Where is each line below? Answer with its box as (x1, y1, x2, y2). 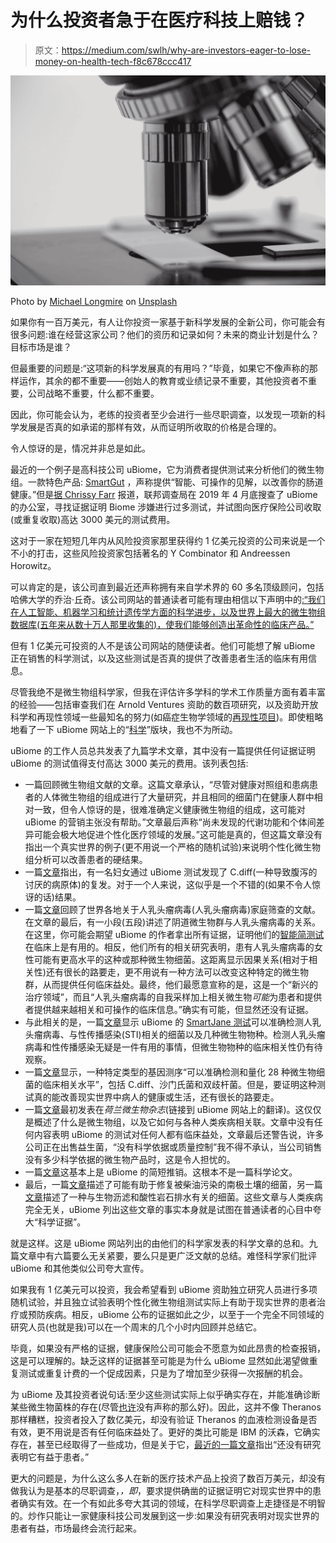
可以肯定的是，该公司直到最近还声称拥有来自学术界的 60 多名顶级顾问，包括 (10, 581, 325, 593)
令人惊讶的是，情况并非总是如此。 (10, 442, 151, 454)
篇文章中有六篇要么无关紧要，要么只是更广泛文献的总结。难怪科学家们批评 (10, 1249, 317, 1261)
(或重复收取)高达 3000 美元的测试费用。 (10, 513, 176, 525)
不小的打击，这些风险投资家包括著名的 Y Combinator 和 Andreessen (10, 547, 291, 559)
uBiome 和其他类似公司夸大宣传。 (10, 1262, 150, 1274)
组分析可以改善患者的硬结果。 (24, 853, 148, 865)
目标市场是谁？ (10, 341, 72, 353)
